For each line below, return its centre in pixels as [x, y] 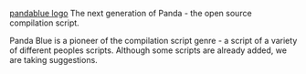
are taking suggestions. [53, 60]
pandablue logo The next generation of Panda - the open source [131, 13]
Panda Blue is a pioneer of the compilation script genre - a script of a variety [153, 41]
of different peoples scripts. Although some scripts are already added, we [148, 50]
